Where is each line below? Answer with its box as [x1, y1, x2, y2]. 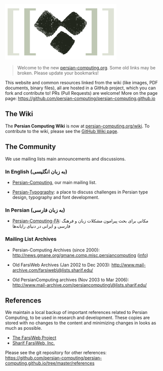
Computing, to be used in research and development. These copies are [5, 314, 150, 321]
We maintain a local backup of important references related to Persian [5, 309, 148, 315]
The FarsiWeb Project [12, 335, 57, 341]
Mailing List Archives [5, 236, 57, 243]
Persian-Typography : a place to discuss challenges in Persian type [12, 189, 148, 195]
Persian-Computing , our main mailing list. [12, 179, 97, 185]
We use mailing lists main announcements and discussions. [5, 156, 126, 162]
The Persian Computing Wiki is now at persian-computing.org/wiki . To [5, 123, 150, 129]
